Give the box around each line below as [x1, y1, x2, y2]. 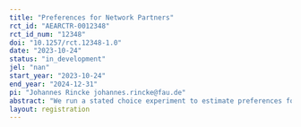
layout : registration [9, 105, 90, 114]
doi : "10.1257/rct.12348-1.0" [9, 38, 123, 47]
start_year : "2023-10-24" [9, 72, 106, 80]
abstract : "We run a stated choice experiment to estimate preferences [9, 96, 282, 106]
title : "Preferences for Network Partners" [9, 13, 175, 22]
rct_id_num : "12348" [9, 30, 87, 38]
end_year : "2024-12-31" [9, 80, 99, 89]
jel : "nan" [9, 63, 50, 72]
